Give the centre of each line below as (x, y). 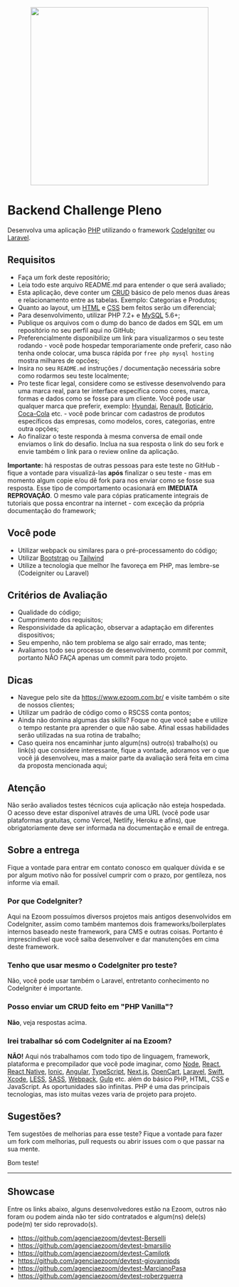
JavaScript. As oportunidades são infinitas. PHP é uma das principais (109, 1086)
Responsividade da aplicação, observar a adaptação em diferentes (116, 628)
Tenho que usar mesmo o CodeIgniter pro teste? (92, 966)
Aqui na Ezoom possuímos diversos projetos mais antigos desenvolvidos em (119, 916)
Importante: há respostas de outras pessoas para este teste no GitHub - (114, 465)
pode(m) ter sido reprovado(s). (53, 1224)
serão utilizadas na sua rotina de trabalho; (79, 735)
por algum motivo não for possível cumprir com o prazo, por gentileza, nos (117, 875)
